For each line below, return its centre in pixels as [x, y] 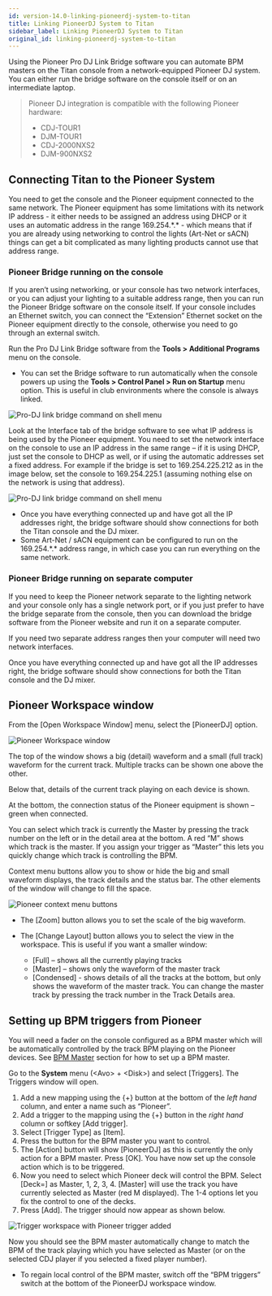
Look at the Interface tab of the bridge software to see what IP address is [131, 431]
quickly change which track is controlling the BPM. [93, 856]
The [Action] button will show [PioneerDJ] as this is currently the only [136, 1149]
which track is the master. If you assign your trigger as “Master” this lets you [136, 847]
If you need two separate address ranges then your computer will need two [134, 638]
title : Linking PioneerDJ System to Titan [81, 24]
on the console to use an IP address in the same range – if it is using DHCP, [134, 448]
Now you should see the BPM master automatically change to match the [129, 1241]
